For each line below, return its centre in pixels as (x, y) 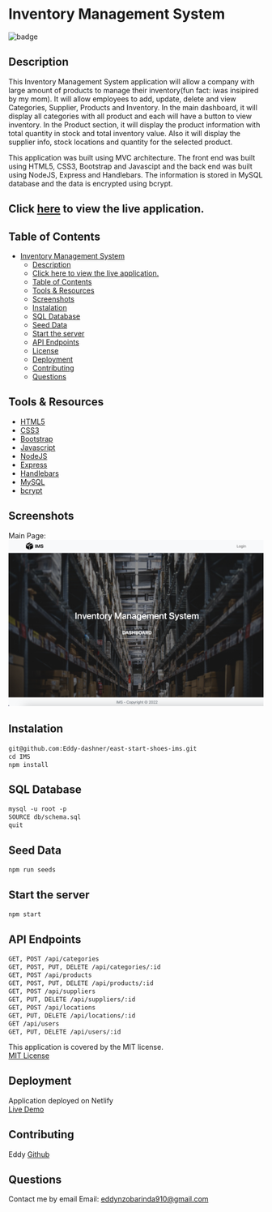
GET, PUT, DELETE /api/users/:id (65, 1032)
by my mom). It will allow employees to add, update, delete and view (122, 99)
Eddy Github (29, 1154)
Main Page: (27, 535)
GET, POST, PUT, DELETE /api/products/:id (81, 983)
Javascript (38, 448)
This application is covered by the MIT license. (86, 1047)
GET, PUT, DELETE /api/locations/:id (72, 1015)
